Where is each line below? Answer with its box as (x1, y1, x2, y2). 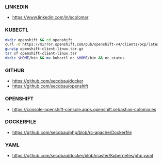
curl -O (5, 42, 21, 47)
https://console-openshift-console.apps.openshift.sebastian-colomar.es (12, 106, 157, 112)
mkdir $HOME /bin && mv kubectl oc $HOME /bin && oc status (5, 56, 125, 61)
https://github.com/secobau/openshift (12, 83, 88, 89)
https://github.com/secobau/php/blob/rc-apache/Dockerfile (12, 130, 132, 135)
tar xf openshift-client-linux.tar (5, 51, 77, 56)
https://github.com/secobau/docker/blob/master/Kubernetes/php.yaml (12, 153, 154, 159)
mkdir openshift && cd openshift (5, 37, 73, 42)
